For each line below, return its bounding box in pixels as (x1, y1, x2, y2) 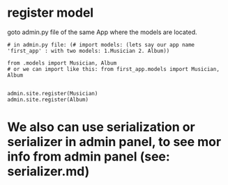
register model (7, 5, 94, 21)
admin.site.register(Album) (7, 96, 89, 103)
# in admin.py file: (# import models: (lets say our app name (7, 41, 195, 48)
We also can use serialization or (7, 120, 195, 135)
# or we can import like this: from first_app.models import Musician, (7, 65, 220, 72)
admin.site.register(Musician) (7, 90, 98, 97)
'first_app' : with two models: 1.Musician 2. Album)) (7, 47, 170, 54)
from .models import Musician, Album (7, 59, 117, 67)
